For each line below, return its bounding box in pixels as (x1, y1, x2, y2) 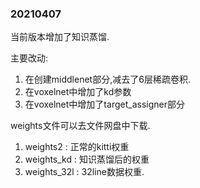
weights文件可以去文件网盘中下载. (10, 120, 151, 132)
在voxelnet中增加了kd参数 (24, 86, 132, 98)
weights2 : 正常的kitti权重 (24, 141, 130, 153)
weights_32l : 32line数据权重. (24, 166, 145, 178)
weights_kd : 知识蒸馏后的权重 (24, 153, 150, 166)
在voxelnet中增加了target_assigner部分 (24, 98, 185, 111)
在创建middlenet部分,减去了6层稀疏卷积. (24, 73, 191, 86)
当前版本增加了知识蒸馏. (10, 31, 110, 43)
